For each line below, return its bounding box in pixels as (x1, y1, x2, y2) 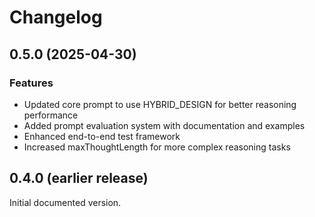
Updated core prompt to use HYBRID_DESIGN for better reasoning (23, 98, 297, 110)
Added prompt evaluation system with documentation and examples (23, 119, 306, 131)
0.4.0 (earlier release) (9, 170, 149, 187)
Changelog (9, 6, 103, 29)
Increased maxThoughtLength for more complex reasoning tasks (23, 141, 291, 153)
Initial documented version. (9, 196, 122, 208)
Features (9, 76, 54, 90)
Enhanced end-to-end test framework (23, 130, 181, 142)
